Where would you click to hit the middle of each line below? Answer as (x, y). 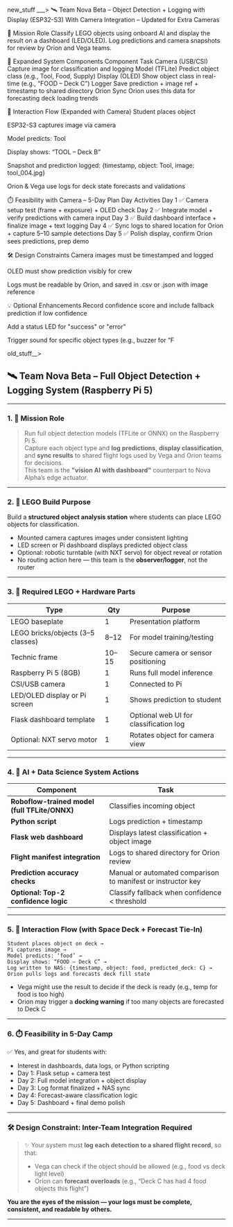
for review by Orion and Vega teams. (60, 48)
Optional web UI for (161, 715)
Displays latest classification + (158, 833)
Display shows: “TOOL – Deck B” (54, 152)
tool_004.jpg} (26, 173)
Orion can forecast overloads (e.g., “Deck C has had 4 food (120, 1181)
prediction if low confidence (48, 313)
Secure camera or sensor (171, 653)
